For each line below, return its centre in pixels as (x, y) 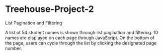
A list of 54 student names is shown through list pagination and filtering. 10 (81, 32)
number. (14, 48)
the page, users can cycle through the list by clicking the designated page (81, 43)
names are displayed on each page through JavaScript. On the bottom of (80, 38)
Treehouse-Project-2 (50, 9)
